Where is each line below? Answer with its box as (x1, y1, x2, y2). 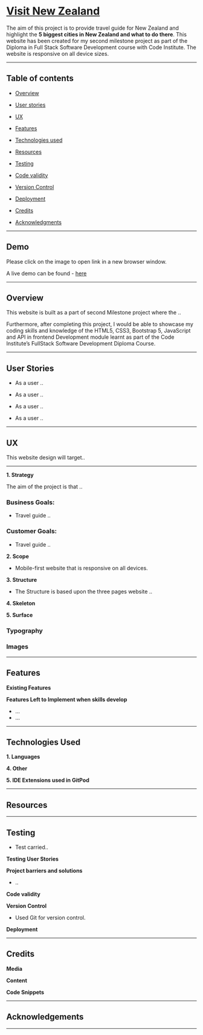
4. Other (6, 765, 28, 772)
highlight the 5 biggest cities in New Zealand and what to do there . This (6, 30, 187, 38)
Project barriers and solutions (6, 867, 83, 874)
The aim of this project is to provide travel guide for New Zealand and (6, 24, 179, 32)
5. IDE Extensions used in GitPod (6, 777, 89, 784)
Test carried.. (14, 844, 48, 851)
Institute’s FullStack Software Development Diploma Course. (6, 340, 156, 347)
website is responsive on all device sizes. (6, 50, 109, 57)
